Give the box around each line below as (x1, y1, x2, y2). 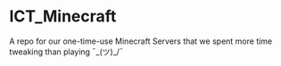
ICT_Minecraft (9, 6, 117, 27)
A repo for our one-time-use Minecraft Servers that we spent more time (9, 36, 273, 46)
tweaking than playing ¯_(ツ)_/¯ (9, 46, 124, 57)
